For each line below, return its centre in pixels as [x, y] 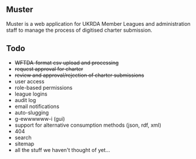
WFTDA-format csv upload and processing [67, 62]
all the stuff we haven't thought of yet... [62, 150]
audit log [25, 100]
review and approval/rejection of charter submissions [79, 75]
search [23, 137]
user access [29, 81]
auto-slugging [31, 112]
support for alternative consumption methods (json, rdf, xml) [88, 125]
